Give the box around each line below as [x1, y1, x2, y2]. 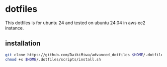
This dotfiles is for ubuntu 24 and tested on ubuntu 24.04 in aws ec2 [5, 20, 146, 26]
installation [5, 39, 41, 48]
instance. [5, 25, 24, 31]
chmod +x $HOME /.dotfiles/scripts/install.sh [5, 57, 101, 62]
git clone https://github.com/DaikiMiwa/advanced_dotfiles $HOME [5, 52, 143, 57]
